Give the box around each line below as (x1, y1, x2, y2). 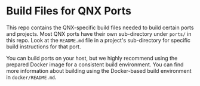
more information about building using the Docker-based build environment (6, 67, 192, 74)
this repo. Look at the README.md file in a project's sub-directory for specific (6, 36, 191, 44)
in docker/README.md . (6, 73, 57, 81)
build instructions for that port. (6, 43, 81, 50)
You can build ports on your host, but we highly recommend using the (6, 54, 178, 62)
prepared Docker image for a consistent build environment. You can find (6, 61, 184, 68)
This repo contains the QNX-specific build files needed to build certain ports (6, 24, 194, 31)
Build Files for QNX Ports (6, 4, 131, 18)
